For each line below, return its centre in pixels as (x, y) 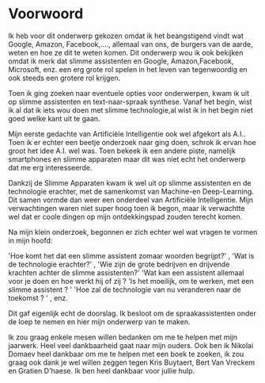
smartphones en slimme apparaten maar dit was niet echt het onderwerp (127, 159)
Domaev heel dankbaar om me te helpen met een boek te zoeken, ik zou (126, 354)
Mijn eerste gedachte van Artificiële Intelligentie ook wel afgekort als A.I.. (127, 134)
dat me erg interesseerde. (50, 167)
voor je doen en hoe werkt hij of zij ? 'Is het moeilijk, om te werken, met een (131, 281)
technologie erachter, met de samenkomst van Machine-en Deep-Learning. (131, 191)
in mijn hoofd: (30, 240)
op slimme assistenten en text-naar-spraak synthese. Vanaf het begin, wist (130, 101)
